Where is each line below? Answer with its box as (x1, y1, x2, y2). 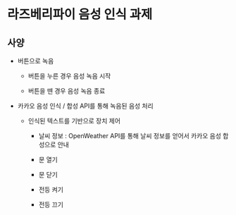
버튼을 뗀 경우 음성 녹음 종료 (27, 87, 106, 95)
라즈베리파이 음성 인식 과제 (7, 6, 153, 23)
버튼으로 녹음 (17, 57, 54, 65)
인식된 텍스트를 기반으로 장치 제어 (27, 117, 121, 125)
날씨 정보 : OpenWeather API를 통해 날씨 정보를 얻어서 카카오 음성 (38, 132, 222, 140)
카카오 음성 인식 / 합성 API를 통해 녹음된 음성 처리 (17, 102, 154, 110)
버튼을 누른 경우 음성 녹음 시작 (27, 72, 111, 80)
